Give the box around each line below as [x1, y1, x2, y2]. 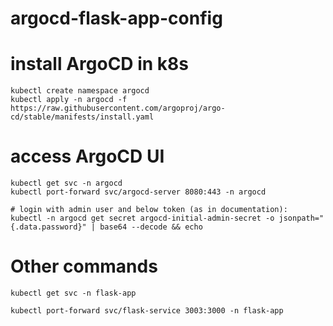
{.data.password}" [10, 222, 87, 232]
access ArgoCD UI [10, 145, 165, 168]
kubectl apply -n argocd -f [10, 95, 128, 105]
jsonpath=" [278, 213, 325, 224]
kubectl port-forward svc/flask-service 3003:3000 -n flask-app [10, 306, 284, 316]
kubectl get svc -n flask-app [10, 288, 137, 298]
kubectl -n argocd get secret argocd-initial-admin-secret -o [10, 213, 275, 224]
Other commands [10, 255, 158, 278]
